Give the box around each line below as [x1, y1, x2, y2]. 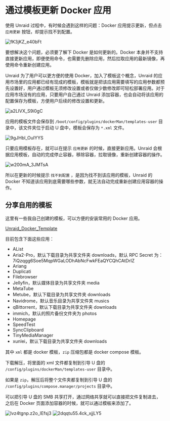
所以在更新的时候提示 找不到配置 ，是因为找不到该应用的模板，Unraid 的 [5, 172, 153, 178]
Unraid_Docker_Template [5, 225, 58, 231]
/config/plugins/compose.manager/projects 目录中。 [5, 383, 115, 389]
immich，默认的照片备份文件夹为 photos [12, 310, 97, 316]
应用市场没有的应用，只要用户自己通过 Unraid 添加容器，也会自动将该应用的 [5, 91, 163, 98]
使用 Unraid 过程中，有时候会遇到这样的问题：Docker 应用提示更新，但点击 [5, 22, 162, 28]
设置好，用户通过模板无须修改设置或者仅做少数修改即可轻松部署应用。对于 [9, 85, 165, 91]
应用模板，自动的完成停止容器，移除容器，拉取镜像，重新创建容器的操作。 [9, 151, 165, 157]
